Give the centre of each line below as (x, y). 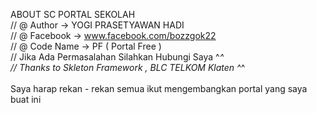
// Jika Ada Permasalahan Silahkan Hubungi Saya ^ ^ (117, 57)
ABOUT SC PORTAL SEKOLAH (73, 14)
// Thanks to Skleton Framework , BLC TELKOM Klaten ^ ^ (128, 67)
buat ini (26, 99)
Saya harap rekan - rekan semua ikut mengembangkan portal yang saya (159, 88)
